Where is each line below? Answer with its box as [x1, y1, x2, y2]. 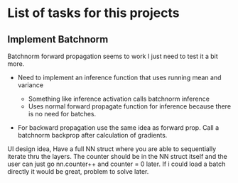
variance [17, 81, 44, 89]
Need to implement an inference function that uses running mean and [17, 73, 222, 82]
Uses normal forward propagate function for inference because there [28, 102, 232, 111]
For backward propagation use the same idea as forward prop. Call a [17, 123, 220, 132]
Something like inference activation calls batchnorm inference [28, 94, 210, 103]
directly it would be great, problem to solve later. [7, 167, 149, 175]
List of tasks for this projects [7, 5, 180, 21]
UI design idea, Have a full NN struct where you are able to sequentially [7, 145, 217, 153]
